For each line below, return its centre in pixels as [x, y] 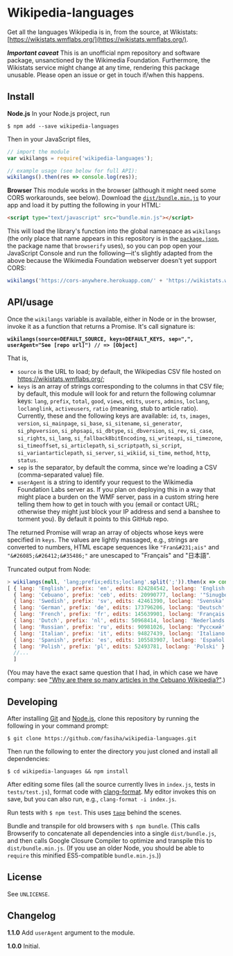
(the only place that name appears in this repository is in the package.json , [113, 239]
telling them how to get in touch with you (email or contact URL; [108, 504]
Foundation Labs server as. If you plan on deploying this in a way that [116, 489]
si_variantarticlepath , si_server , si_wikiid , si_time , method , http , [114, 452]
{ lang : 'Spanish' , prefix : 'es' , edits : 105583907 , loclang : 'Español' [121, 640]
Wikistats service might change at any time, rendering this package [103, 67]
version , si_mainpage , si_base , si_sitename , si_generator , [100, 423]
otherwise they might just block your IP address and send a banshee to [119, 511]
